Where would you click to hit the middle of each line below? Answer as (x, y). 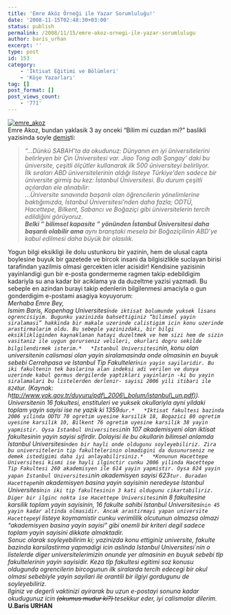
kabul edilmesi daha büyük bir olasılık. (79, 238)
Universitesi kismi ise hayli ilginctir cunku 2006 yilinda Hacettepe (111, 462)
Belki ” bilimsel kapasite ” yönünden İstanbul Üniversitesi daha (117, 224)
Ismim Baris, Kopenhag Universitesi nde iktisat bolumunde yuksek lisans (112, 310)
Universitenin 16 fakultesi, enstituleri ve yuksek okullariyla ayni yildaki (107, 402)
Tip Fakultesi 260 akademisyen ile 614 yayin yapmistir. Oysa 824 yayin (114, 468)
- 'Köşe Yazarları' (48, 77)
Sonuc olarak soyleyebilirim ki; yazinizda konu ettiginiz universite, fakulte (112, 540)
